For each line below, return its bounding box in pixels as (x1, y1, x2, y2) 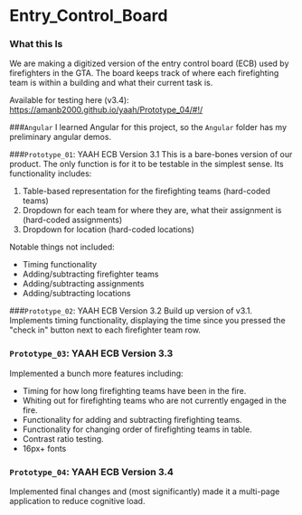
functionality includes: (9, 168, 92, 179)
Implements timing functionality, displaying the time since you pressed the (9, 315, 287, 326)
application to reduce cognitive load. (9, 496, 146, 507)
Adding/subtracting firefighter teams (22, 268, 159, 280)
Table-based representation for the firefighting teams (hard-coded (22, 186, 271, 197)
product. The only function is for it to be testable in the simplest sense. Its (9, 159, 284, 170)
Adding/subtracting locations (22, 288, 131, 299)
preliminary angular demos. (9, 132, 111, 143)
